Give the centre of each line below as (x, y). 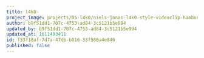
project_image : (25, 18)
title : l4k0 (21, 12)
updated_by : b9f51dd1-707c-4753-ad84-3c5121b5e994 (72, 29)
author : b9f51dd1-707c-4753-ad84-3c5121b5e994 (66, 23)
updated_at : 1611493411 (36, 34)
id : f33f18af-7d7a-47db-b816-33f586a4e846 (61, 40)
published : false (28, 46)
